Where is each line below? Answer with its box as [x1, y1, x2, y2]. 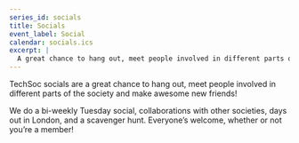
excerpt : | [9, 46, 50, 55]
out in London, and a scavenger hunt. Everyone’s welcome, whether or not [9, 115, 282, 125]
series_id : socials [9, 12, 82, 22]
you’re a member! [9, 124, 74, 134]
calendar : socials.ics [9, 37, 93, 47]
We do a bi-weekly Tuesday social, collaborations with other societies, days [9, 106, 287, 115]
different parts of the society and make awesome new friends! [9, 88, 238, 99]
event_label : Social [9, 29, 86, 38]
